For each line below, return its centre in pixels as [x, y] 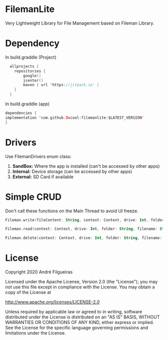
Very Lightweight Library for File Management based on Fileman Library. [80, 23]
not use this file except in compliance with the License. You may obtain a [80, 287]
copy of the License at [28, 292]
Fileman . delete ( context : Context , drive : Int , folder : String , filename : [84, 238]
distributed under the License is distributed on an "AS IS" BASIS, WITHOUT [82, 317]
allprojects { [24, 66]
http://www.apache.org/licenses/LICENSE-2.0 [52, 302]
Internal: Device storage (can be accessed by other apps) [72, 171]
